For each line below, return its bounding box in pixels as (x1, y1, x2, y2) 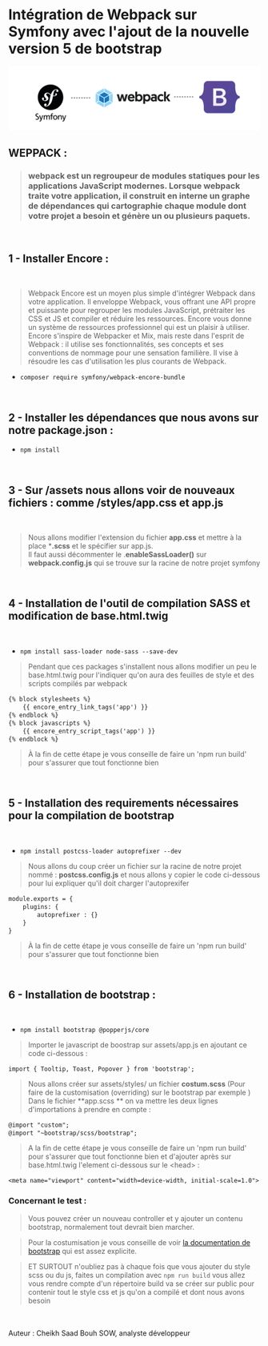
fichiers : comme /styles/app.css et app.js (8, 496, 224, 509)
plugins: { (22, 902, 59, 910)
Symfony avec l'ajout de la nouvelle (8, 22, 250, 41)
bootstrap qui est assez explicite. (27, 1246, 138, 1256)
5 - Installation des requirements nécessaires (8, 797, 239, 810)
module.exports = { (8, 894, 74, 902)
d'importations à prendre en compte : (27, 1105, 151, 1115)
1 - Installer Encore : (8, 251, 110, 265)
